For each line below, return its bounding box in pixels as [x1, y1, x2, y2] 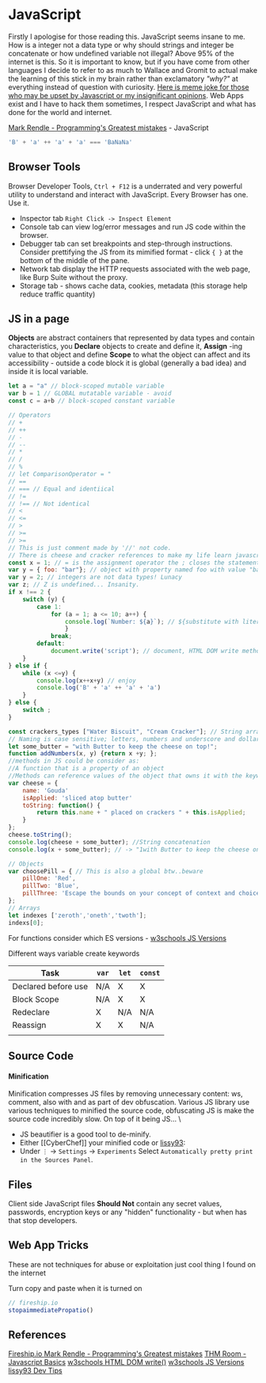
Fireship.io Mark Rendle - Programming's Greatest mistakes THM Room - [8, 1349, 247, 1358]
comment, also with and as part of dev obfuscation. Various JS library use [8, 1098, 250, 1107]
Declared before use [12, 980, 89, 991]
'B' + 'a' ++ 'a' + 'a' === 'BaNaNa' [8, 138, 133, 146]
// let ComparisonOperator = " [8, 470, 112, 479]
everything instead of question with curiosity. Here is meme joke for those [8, 82, 249, 92]
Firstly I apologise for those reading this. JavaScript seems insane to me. [8, 32, 245, 41]
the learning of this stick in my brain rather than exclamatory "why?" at [8, 74, 239, 83]
